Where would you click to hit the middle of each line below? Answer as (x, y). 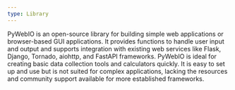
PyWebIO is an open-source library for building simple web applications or (115, 34)
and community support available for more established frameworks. (106, 79)
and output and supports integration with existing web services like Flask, (114, 49)
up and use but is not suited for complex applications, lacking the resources (117, 71)
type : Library (28, 14)
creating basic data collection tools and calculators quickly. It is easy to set (116, 63)
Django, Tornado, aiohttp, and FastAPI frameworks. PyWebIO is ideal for (112, 56)
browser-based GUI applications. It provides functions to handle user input (116, 41)
